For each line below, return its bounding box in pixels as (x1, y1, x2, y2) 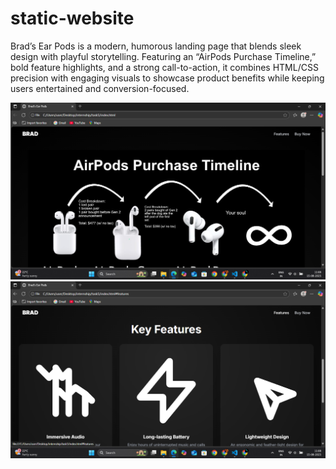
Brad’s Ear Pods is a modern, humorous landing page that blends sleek (10, 40, 302, 52)
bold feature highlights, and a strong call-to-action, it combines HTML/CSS (10, 61, 319, 73)
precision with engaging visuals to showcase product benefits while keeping (10, 72, 325, 84)
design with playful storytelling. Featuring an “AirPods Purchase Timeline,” (10, 50, 317, 62)
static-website (10, 7, 135, 30)
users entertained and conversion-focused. (10, 82, 190, 94)
